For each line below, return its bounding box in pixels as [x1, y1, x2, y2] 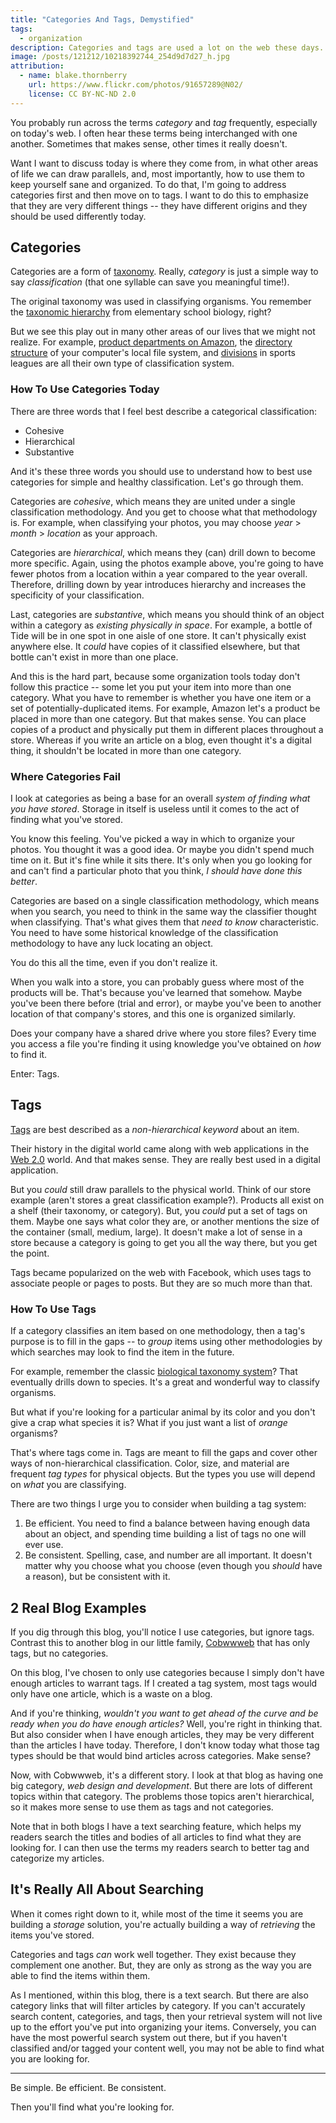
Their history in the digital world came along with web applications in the [10, 1142, 310, 1155]
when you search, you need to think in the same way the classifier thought [10, 906, 317, 918]
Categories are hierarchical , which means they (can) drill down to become [10, 546, 317, 558]
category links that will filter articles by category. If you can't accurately [10, 1999, 306, 2011]
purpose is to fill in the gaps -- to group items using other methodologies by [10, 1336, 323, 1348]
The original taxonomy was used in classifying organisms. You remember [10, 296, 312, 308]
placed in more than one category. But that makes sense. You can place [10, 712, 307, 725]
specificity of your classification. [10, 589, 145, 601]
